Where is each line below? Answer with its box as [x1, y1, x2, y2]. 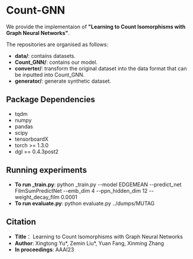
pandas [14, 122, 34, 130]
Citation [6, 216, 37, 226]
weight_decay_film [14, 193, 60, 200]
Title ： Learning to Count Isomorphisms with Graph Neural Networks [14, 233, 183, 240]
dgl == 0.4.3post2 [14, 148, 59, 155]
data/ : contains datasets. [14, 52, 76, 59]
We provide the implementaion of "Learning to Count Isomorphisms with [6, 23, 186, 30]
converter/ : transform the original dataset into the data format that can [14, 64, 187, 72]
